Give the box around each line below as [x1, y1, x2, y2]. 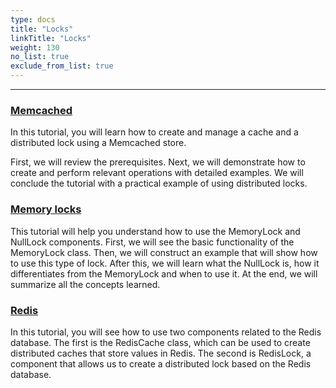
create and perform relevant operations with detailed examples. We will [10, 167, 304, 179]
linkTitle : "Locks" [10, 33, 92, 43]
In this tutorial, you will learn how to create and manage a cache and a [10, 126, 299, 138]
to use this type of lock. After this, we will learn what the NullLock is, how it [10, 257, 320, 269]
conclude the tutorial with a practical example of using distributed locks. [10, 177, 308, 190]
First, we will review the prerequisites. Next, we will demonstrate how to [10, 156, 306, 168]
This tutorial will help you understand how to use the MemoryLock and [10, 225, 301, 237]
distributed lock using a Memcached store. [10, 137, 187, 149]
